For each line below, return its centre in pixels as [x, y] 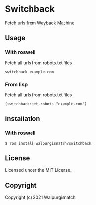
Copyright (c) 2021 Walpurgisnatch [40, 197]
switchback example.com [30, 72]
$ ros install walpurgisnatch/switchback [48, 143]
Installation [23, 119]
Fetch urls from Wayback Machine [40, 23]
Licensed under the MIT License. [38, 170]
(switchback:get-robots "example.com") [46, 104]
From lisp [16, 84]
